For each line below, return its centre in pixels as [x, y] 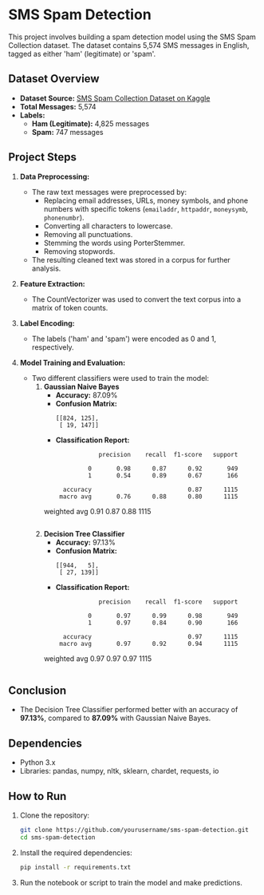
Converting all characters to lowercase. [108, 226]
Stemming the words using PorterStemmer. [114, 243]
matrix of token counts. [70, 307]
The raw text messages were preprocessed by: [109, 192]
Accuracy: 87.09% [87, 395]
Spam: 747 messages [67, 132]
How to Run [37, 796]
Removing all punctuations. [88, 234]
